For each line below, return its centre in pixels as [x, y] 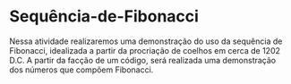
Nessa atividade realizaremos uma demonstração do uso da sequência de [146, 41]
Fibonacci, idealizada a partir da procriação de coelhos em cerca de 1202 [145, 50]
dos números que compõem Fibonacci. [81, 70]
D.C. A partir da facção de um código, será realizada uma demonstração [142, 60]
